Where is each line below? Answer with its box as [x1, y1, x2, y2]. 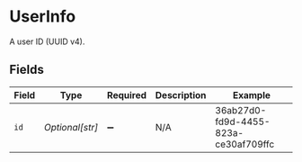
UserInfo [9, 6, 76, 27]
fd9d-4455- [215, 115, 271, 128]
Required [106, 88, 147, 101]
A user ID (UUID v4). [9, 36, 85, 47]
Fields [9, 62, 45, 77]
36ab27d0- [215, 103, 267, 116]
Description [155, 88, 207, 101]
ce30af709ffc [215, 138, 275, 150]
